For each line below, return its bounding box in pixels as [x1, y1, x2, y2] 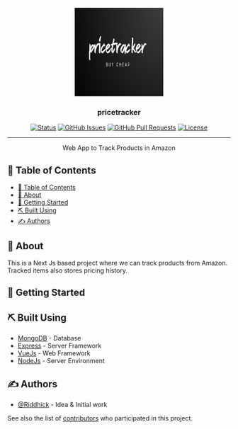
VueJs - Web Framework [17, 349, 91, 357]
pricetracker [97, 107, 141, 117]
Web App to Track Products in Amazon [62, 144, 176, 152]
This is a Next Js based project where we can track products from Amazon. [7, 258, 228, 267]
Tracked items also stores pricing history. [7, 266, 127, 275]
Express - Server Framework [17, 341, 102, 350]
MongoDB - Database [17, 334, 81, 343]
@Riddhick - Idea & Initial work [17, 400, 108, 408]
